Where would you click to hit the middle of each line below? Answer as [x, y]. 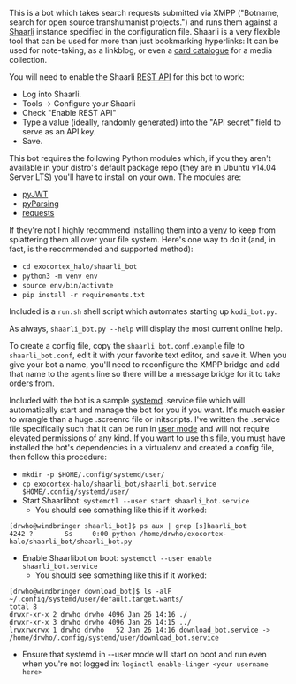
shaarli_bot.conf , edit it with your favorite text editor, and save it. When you [148, 355]
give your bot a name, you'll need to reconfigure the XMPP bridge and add [144, 365]
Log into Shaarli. [52, 94]
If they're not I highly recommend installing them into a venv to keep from [143, 230]
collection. [28, 60]
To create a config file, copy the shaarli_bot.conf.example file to [127, 346]
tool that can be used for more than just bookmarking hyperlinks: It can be [144, 41]
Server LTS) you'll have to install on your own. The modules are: [125, 177]
